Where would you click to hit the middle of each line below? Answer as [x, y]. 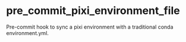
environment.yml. [28, 33]
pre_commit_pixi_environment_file [93, 11]
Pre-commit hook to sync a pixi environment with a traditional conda [90, 27]
